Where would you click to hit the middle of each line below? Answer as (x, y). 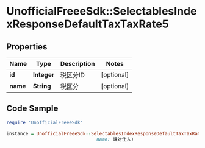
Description (77, 64)
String (42, 86)
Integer (44, 75)
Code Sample (32, 109)
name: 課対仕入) (115, 139)
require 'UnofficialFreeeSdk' (45, 122)
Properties (27, 47)
